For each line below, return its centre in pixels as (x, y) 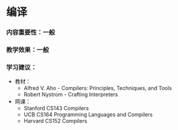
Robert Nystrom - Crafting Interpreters (71, 95)
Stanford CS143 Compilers (56, 109)
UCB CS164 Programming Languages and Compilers (88, 114)
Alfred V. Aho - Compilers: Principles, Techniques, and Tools (98, 88)
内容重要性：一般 (31, 32)
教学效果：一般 (28, 50)
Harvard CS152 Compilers (55, 121)
